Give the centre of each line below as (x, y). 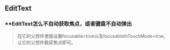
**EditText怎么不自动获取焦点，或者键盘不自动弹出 (68, 24)
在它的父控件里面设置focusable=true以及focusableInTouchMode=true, (91, 36)
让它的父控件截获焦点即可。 (46, 42)
